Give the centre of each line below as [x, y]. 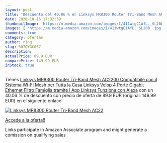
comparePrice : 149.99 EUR [32, 61]
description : [19, 51]
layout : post [19, 10]
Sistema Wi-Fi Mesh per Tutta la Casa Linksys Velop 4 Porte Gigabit [75, 85]
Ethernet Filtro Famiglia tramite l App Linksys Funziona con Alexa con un [79, 90]
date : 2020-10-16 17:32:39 [33, 19]
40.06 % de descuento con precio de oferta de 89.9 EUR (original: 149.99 [81, 96]
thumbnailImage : [22, 24]
